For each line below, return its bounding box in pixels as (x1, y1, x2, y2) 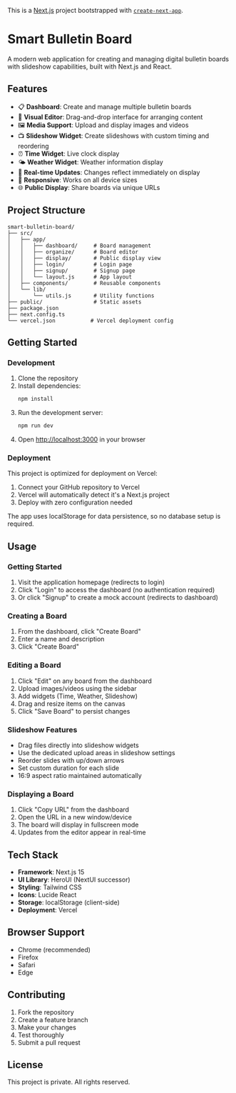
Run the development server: (17, 409, 103, 417)
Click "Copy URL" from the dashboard (17, 805, 130, 814)
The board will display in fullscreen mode (17, 821, 139, 829)
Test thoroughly (17, 1030, 64, 1039)
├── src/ (7, 229, 34, 236)
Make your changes (17, 1023, 76, 1032)
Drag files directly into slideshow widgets (17, 741, 139, 749)
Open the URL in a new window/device (17, 813, 132, 822)
